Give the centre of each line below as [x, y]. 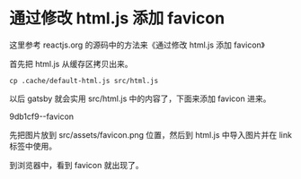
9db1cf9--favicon [42, 116]
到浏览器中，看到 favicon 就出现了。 [76, 165]
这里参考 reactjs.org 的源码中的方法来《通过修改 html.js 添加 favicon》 [137, 45]
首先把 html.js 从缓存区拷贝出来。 [71, 64]
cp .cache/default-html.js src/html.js [84, 81]
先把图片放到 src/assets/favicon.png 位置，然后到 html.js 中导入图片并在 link [150, 134]
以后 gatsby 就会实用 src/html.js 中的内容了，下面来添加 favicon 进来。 [140, 98]
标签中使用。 [33, 146]
